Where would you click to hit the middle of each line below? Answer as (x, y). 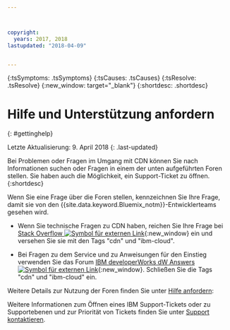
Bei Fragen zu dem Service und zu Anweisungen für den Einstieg (112, 254)
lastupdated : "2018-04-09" (47, 46)
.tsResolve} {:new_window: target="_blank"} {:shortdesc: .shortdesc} (108, 86)
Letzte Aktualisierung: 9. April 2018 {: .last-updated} (83, 147)
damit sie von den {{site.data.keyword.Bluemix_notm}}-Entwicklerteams (112, 205)
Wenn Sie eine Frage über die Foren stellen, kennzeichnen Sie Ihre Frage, (114, 197)
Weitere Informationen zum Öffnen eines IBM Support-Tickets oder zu (109, 305)
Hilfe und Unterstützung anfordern (111, 114)
